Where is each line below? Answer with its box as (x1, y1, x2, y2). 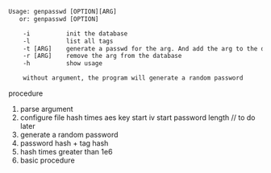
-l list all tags (23, 37, 114, 45)
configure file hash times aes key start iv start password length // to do (19, 113, 256, 122)
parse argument (19, 105, 74, 113)
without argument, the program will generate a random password (23, 74, 244, 82)
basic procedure (19, 155, 75, 165)
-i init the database (23, 29, 128, 38)
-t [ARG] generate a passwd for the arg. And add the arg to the (23, 44, 258, 52)
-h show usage (23, 60, 103, 68)
